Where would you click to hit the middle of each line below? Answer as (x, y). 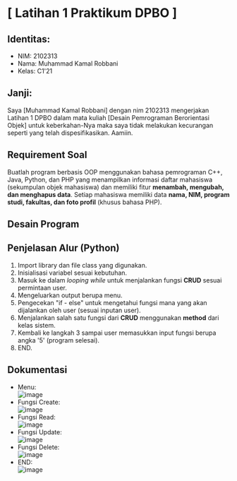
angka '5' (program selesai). (59, 340)
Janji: (20, 93)
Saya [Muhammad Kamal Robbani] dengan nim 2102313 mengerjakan (108, 110)
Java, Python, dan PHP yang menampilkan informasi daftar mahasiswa (110, 179)
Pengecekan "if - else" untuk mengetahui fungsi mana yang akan (112, 302)
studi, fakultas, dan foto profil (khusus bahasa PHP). (85, 202)
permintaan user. (42, 287)
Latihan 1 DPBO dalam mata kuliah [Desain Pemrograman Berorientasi (109, 117)
